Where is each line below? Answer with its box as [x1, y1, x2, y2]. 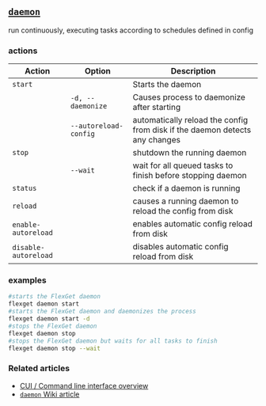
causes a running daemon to [132, 195, 239, 207]
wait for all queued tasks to [132, 160, 234, 171]
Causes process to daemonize [132, 92, 245, 103]
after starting [132, 102, 181, 113]
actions [8, 45, 38, 56]
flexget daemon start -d [8, 315, 90, 323]
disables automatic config [132, 241, 229, 252]
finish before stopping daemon [132, 170, 247, 181]
